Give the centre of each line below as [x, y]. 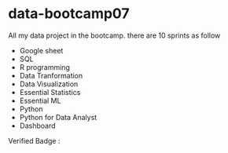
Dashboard [38, 126]
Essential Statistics [50, 92]
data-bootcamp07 [69, 14]
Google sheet [41, 50]
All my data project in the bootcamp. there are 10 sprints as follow [114, 35]
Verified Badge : [34, 140]
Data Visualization [49, 84]
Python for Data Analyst [58, 117]
